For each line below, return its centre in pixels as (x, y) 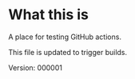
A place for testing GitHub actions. (65, 37)
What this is (49, 15)
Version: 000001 (35, 67)
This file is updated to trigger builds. (68, 52)
